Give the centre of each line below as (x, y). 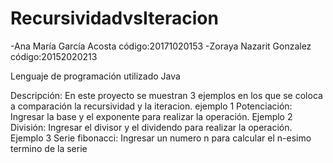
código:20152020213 (54, 56)
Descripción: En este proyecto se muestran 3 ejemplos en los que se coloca (166, 95)
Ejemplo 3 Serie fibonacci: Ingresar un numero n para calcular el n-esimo (161, 138)
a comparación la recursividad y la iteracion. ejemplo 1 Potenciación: (151, 106)
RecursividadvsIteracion (114, 18)
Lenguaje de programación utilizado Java (95, 76)
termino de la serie (49, 148)
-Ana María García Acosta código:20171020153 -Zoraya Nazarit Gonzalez (161, 46)
